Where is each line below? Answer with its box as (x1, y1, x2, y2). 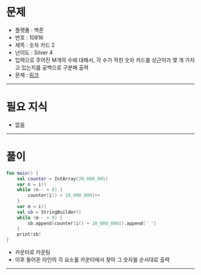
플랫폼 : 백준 (14, 26, 44, 34)
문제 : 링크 (14, 71, 39, 78)
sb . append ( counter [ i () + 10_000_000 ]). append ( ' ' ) (28, 220, 157, 226)
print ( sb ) (17, 231, 42, 237)
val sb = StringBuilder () (17, 209, 82, 215)
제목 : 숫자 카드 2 (14, 41, 55, 49)
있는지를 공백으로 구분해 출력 (21, 64, 89, 71)
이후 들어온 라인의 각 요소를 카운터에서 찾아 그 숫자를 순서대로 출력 (14, 256, 170, 264)
